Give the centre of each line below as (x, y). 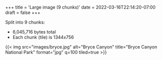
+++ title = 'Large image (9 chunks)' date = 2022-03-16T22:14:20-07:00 (80, 7)
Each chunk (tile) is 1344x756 (43, 37)
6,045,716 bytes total (34, 32)
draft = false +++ (23, 12)
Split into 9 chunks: (25, 22)
